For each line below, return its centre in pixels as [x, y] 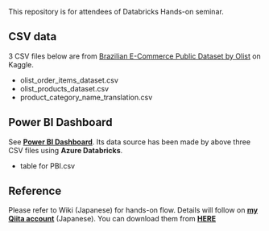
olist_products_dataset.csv [64, 88]
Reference [35, 191]
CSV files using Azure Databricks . [66, 150]
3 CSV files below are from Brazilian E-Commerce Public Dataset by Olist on [135, 56]
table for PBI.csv [47, 166]
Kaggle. [21, 64]
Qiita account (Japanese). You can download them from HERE [112, 219]
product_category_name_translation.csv [86, 97]
